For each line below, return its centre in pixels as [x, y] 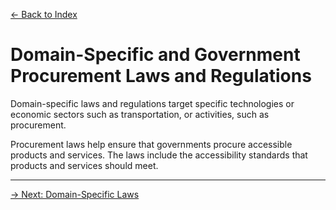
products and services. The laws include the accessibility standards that [159, 155]
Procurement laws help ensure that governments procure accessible [151, 144]
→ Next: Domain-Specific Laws [75, 194]
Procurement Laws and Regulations [161, 76]
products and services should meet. [84, 165]
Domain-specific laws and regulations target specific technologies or [152, 103]
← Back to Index [44, 14]
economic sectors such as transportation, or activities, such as [140, 114]
